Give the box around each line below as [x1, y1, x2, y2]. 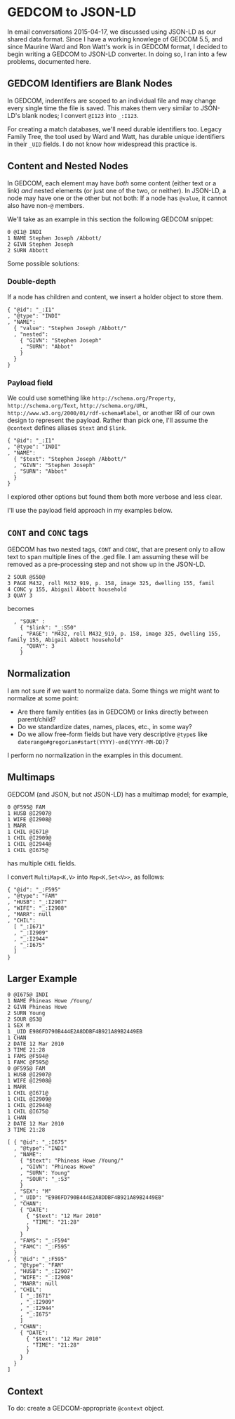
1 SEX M [7, 1022, 30, 1029]
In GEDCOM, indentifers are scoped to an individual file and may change [7, 96, 217, 105]
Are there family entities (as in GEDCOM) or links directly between [17, 707, 208, 716]
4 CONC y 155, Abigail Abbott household [7, 586, 128, 593]
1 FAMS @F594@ [7, 1053, 49, 1060]
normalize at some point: [7, 693, 79, 702]
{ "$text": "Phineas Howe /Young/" [20, 1157, 124, 1165]
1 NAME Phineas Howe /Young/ [7, 998, 93, 1005]
